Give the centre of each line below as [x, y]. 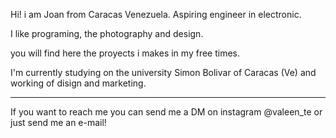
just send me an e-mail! [58, 122]
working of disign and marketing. [78, 83]
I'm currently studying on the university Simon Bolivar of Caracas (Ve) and [163, 72]
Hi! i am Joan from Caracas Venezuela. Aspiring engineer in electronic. [156, 14]
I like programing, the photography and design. [107, 33]
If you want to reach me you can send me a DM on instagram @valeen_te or [166, 112]
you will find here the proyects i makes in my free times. [125, 53]
